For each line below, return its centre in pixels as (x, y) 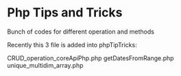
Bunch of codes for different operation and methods (81, 31)
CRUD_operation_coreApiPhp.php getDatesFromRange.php (90, 58)
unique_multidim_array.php (45, 65)
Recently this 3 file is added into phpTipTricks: (72, 45)
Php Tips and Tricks (65, 13)
